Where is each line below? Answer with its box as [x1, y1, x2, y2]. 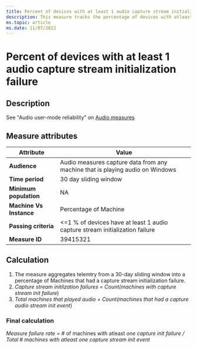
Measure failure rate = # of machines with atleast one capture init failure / [6, 330, 185, 337]
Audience [9, 162, 37, 170]
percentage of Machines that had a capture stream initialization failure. [14, 277, 186, 284]
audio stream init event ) [14, 301, 72, 309]
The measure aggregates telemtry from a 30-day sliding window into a [14, 270, 186, 277]
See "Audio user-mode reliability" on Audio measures [6, 114, 135, 121]
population [9, 192, 40, 200]
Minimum [9, 185, 36, 193]
